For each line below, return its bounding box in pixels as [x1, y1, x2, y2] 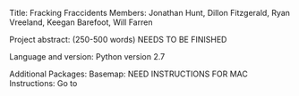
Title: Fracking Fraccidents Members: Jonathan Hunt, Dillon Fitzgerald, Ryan [9, 8, 291, 18]
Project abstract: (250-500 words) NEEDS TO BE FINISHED [9, 35, 227, 44]
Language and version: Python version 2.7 [9, 52, 166, 61]
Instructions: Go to [9, 78, 78, 88]
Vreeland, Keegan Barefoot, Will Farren [9, 17, 153, 28]
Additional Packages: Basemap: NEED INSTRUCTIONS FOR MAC [9, 68, 248, 79]
